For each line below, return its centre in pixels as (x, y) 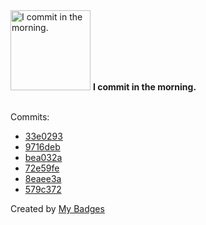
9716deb (42, 147)
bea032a (43, 157)
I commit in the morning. (144, 87)
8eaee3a (43, 178)
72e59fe (42, 168)
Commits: (30, 117)
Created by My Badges (57, 208)
